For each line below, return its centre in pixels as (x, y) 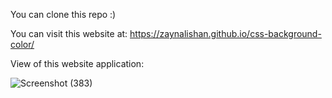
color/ (22, 44)
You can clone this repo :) (63, 14)
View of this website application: (77, 63)
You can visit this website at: (69, 33)
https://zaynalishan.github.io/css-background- (225, 33)
